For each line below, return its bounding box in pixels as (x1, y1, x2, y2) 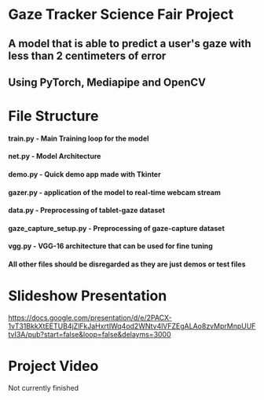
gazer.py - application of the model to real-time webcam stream (8, 187, 222, 197)
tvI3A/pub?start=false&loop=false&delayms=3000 (8, 329, 171, 339)
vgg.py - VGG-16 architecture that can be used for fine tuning (8, 241, 214, 251)
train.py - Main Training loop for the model (8, 134, 149, 143)
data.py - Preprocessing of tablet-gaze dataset (8, 206, 165, 215)
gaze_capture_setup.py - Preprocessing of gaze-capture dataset (8, 223, 225, 233)
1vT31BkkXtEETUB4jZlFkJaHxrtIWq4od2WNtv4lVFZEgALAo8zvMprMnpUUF (8, 321, 256, 331)
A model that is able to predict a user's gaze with (8, 37, 251, 50)
